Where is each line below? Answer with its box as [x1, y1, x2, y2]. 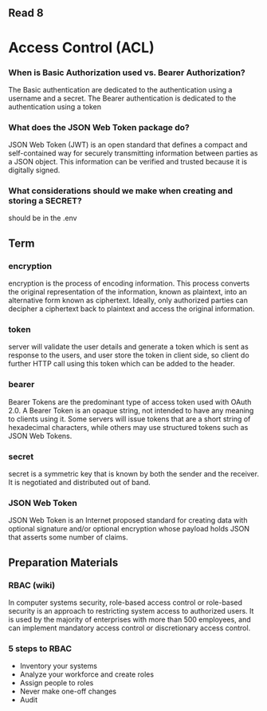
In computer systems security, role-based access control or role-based [8, 598, 243, 607]
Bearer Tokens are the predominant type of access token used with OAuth [8, 397, 252, 406]
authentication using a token [8, 101, 102, 111]
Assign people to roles [19, 678, 94, 688]
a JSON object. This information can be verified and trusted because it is [8, 157, 248, 167]
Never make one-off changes [19, 686, 117, 697]
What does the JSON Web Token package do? [8, 121, 190, 132]
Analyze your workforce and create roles [19, 670, 154, 679]
